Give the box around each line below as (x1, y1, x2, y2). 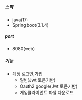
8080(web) (12, 45, 35, 51)
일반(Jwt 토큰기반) (19, 77, 55, 83)
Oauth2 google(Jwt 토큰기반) (19, 83, 78, 89)
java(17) (12, 17, 28, 23)
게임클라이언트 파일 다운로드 (19, 89, 74, 95)
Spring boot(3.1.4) (12, 22, 49, 28)
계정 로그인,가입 (12, 71, 43, 77)
